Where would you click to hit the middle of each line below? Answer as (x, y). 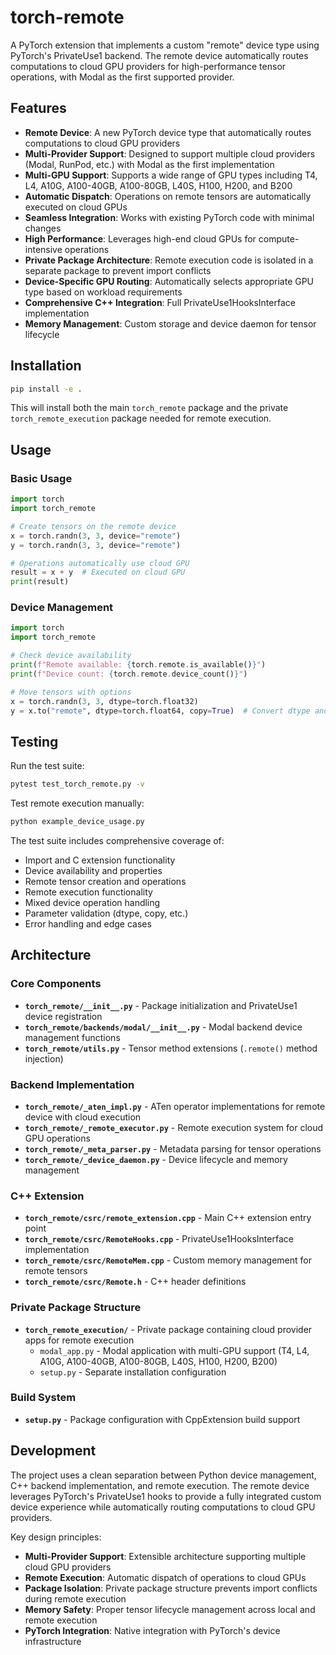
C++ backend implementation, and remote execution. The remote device (160, 1485)
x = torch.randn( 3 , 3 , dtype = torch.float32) (104, 701)
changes (43, 228)
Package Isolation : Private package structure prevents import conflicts (171, 1588)
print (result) (40, 582)
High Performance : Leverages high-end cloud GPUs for (140, 238)
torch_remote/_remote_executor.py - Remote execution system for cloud (174, 1127)
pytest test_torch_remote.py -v (77, 784)
